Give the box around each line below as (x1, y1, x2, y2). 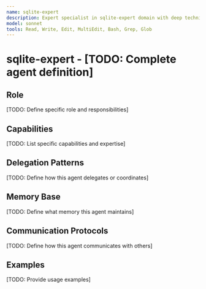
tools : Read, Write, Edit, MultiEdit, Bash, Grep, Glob (6, 26, 152, 32)
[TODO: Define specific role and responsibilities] (6, 106, 129, 113)
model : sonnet (6, 20, 43, 26)
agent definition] (6, 66, 94, 80)
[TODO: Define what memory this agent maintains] (6, 208, 134, 215)
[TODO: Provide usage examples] (6, 276, 91, 283)
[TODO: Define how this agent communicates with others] (6, 242, 153, 249)
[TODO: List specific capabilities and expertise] (6, 140, 126, 148)
